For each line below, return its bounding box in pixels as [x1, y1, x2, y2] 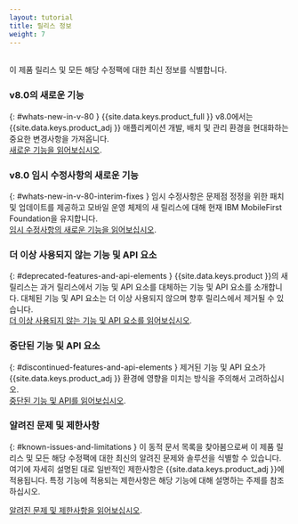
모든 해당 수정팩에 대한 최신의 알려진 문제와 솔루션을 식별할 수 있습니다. [35, 452, 282, 463]
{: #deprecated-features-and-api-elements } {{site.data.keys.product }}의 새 [9, 271, 289, 282]
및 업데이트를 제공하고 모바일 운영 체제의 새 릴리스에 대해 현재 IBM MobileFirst [9, 201, 283, 212]
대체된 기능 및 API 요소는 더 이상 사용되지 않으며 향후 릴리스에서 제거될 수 [20, 293, 275, 304]
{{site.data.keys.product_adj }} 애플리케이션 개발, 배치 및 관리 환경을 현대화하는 [9, 122, 289, 133]
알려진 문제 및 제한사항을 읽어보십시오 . [9, 504, 142, 515]
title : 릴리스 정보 [9, 21, 72, 30]
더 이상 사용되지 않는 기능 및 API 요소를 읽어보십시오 [9, 315, 190, 326]
